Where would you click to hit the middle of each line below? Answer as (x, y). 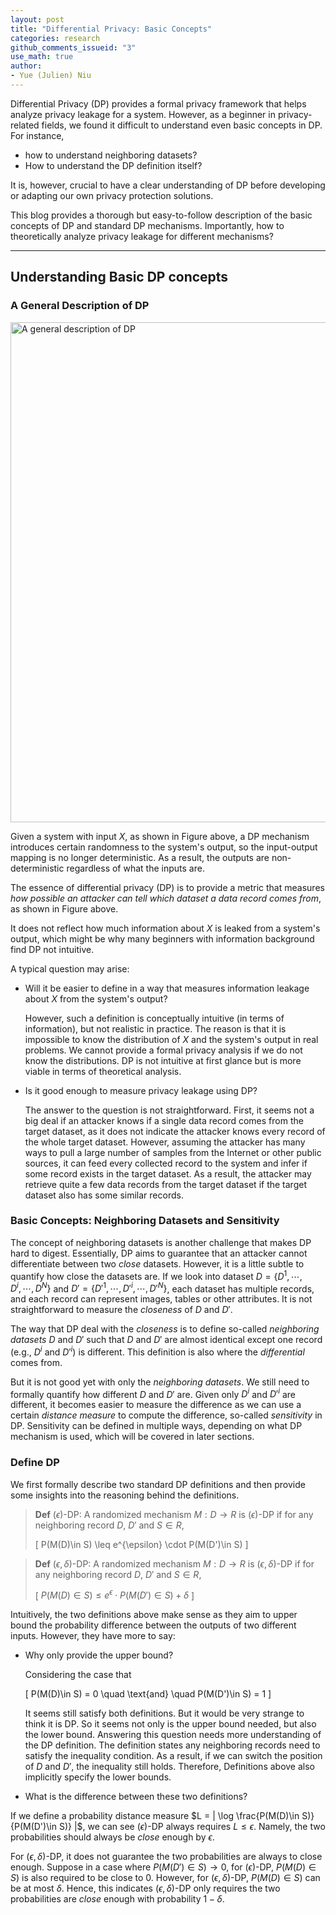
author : (26, 66)
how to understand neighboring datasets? (111, 155)
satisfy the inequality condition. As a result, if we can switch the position (173, 1756)
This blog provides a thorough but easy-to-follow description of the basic (161, 215)
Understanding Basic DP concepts (119, 277)
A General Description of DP (80, 306)
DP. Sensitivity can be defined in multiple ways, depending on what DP (156, 1426)
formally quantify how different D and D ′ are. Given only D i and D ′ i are (153, 1393)
